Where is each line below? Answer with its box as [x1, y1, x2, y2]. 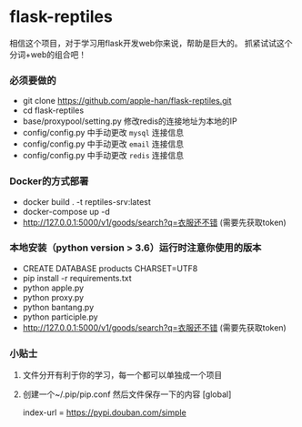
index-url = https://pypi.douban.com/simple [22, 407, 186, 418]
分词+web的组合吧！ [9, 48, 87, 60]
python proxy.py [22, 291, 85, 302]
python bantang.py [22, 301, 95, 312]
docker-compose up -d [22, 206, 111, 217]
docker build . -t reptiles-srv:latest [22, 196, 152, 207]
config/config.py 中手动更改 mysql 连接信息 [22, 127, 185, 138]
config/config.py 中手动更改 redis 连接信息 [22, 150, 185, 161]
